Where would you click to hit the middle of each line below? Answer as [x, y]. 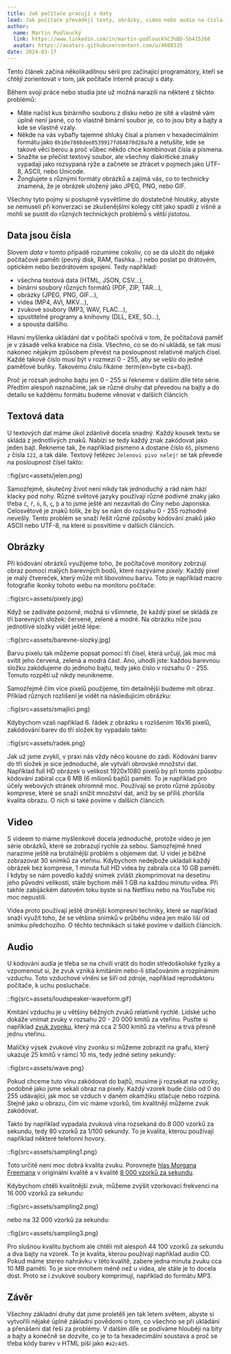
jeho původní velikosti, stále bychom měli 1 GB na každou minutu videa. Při [113, 882]
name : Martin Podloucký [47, 33]
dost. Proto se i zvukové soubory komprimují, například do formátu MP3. [110, 1276]
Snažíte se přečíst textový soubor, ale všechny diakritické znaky [108, 156]
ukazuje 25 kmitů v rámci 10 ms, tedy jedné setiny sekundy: [92, 1055]
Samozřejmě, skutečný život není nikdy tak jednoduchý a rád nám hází [107, 489]
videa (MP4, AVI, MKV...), [53, 302]
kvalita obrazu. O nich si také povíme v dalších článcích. [87, 801]
